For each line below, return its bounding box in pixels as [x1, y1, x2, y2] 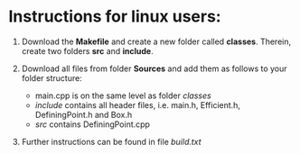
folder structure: [21, 72, 82, 83]
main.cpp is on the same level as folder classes [34, 90, 211, 101]
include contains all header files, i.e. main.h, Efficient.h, [34, 99, 241, 110]
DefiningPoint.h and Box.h [34, 109, 133, 120]
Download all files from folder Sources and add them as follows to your [21, 63, 287, 74]
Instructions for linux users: [8, 6, 222, 27]
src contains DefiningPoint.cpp [34, 119, 151, 130]
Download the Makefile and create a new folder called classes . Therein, [21, 36, 291, 47]
